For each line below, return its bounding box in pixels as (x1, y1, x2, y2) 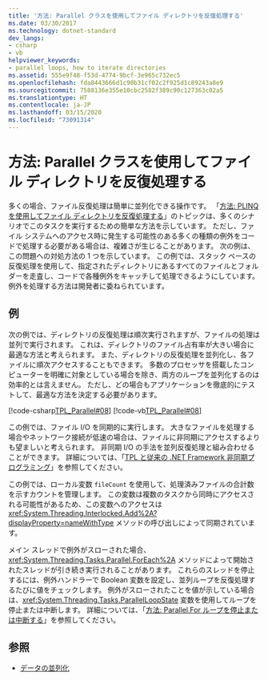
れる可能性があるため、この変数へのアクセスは (8, 499, 162, 509)
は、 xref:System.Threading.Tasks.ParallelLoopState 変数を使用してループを (8, 594, 258, 605)
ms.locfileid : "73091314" (8, 116, 94, 124)
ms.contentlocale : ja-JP (8, 101, 91, 109)
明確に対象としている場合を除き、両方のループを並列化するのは (50, 369, 260, 379)
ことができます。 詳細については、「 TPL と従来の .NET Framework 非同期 (8, 452, 248, 461)
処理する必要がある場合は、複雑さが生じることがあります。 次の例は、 (22, 241, 255, 251)
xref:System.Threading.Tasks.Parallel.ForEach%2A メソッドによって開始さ (8, 554, 254, 565)
